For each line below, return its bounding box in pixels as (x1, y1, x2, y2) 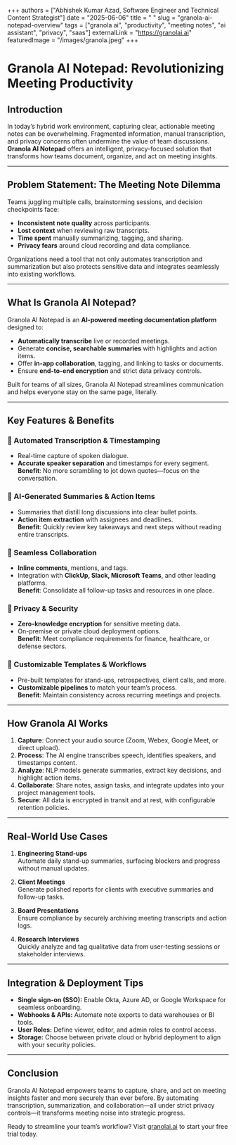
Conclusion (7, 1068, 59, 1080)
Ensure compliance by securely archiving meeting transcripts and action (17, 914, 227, 923)
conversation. (17, 474, 58, 483)
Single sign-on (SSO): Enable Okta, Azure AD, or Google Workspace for (17, 995, 226, 1004)
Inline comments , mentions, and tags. (17, 563, 129, 572)
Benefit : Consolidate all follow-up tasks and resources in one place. (17, 586, 214, 594)
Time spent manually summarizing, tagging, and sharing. (17, 234, 183, 242)
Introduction (7, 103, 63, 115)
